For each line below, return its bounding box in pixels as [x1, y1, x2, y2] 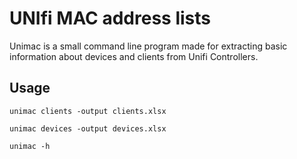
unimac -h [9, 141, 51, 151]
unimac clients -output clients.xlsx [9, 106, 167, 116]
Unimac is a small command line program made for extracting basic [9, 40, 288, 52]
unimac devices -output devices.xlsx [9, 123, 167, 134]
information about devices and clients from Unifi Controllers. [9, 50, 259, 62]
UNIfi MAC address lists [9, 7, 211, 30]
